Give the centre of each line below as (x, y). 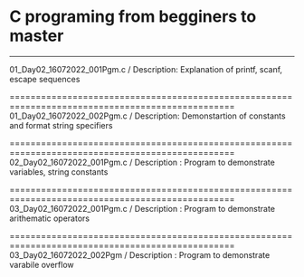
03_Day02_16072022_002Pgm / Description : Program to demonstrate (140, 254)
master (37, 36)
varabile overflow (42, 264)
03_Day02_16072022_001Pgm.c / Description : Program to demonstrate (142, 208)
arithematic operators (50, 218)
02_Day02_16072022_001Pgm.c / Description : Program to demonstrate (142, 162)
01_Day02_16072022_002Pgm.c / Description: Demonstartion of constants (148, 116)
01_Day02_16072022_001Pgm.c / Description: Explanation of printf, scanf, (146, 69)
